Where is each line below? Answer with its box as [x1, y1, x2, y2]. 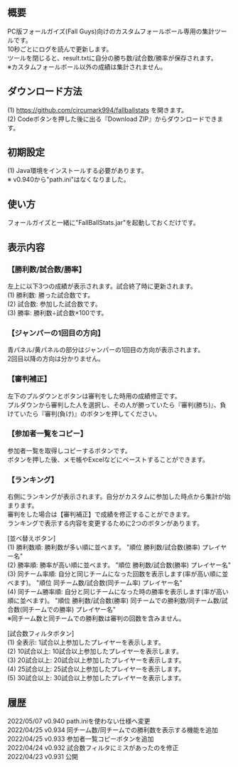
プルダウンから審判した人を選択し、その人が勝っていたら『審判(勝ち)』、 [7, 401, 220, 409]
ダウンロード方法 [7, 85, 82, 97]
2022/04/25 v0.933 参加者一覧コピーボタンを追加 [7, 734, 154, 743]
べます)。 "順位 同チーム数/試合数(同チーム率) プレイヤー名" [7, 578, 183, 587]
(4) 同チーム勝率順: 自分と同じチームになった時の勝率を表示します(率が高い [7, 588, 229, 596]
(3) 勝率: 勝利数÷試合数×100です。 [7, 308, 108, 317]
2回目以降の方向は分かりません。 [7, 354, 105, 363]
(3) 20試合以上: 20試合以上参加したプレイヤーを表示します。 [7, 656, 185, 665]
